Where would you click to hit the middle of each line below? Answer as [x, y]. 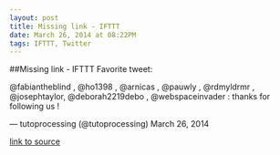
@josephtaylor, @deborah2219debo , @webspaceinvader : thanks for [140, 97]
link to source [35, 141]
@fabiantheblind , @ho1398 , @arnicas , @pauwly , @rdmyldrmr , [132, 87]
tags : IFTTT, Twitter [51, 43]
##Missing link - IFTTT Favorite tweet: [81, 69]
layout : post [34, 18]
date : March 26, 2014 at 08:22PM [73, 35]
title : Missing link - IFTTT [65, 26]
